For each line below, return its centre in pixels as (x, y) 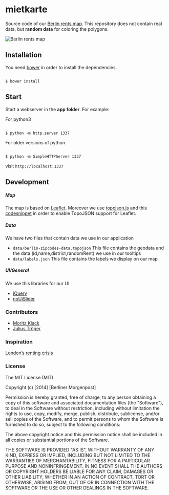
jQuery (20, 293)
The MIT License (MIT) (29, 377)
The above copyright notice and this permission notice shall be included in (84, 434)
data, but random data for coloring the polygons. (57, 29)
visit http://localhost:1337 (34, 166)
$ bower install (23, 81)
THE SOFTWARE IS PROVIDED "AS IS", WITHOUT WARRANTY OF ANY (80, 449)
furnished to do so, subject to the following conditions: (63, 424)
